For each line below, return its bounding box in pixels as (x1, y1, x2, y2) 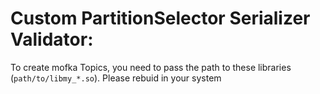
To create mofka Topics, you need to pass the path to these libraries (10, 61, 292, 73)
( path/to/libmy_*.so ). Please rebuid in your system (10, 72, 222, 84)
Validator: (10, 28, 94, 51)
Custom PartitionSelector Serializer (10, 7, 311, 30)
